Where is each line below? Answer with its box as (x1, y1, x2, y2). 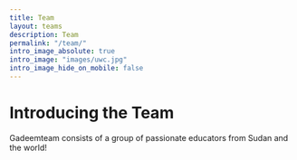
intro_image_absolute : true (9, 47, 116, 56)
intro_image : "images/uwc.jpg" (9, 55, 128, 64)
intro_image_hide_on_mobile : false (9, 64, 144, 73)
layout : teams (9, 22, 63, 31)
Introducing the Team (9, 103, 175, 123)
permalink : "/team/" (9, 38, 88, 48)
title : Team (9, 13, 54, 23)
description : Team (9, 30, 79, 39)
